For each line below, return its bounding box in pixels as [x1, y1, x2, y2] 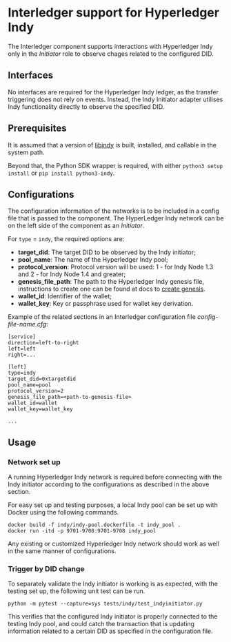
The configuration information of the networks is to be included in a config [8, 207, 219, 215]
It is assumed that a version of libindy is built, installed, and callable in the [8, 141, 217, 149]
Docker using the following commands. [8, 508, 119, 517]
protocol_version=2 [8, 388, 64, 395]
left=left [8, 346, 37, 353]
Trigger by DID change [8, 563, 85, 573]
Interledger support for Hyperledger [8, 5, 220, 21]
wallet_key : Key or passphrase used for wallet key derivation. [17, 300, 194, 308]
